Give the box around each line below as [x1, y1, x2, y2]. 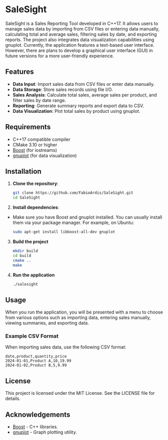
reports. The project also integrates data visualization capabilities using [5, 37, 155, 43]
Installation [5, 167, 42, 176]
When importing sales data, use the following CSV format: [5, 344, 127, 350]
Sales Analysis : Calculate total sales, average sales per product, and [12, 91, 157, 98]
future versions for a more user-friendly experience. [5, 52, 114, 59]
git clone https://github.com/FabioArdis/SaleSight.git [12, 191, 133, 196]
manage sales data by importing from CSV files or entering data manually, [5, 25, 160, 32]
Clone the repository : [12, 180, 59, 186]
